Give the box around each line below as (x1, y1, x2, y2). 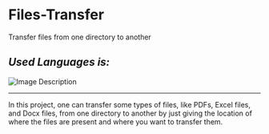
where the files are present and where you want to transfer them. (8, 116, 223, 126)
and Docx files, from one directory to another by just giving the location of (8, 108, 252, 118)
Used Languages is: (8, 55, 110, 69)
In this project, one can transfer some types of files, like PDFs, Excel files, (8, 99, 251, 109)
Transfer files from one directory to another (8, 32, 152, 42)
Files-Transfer (8, 6, 105, 24)
